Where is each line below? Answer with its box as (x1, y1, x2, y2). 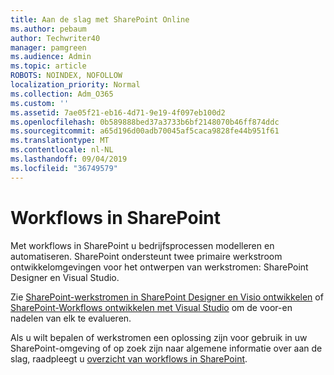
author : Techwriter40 (10, 33, 101, 43)
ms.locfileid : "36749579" (10, 163, 118, 173)
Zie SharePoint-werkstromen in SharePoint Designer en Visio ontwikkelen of (10, 291, 324, 303)
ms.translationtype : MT (10, 136, 110, 146)
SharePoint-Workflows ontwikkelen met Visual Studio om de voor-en (10, 301, 293, 313)
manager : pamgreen (10, 42, 87, 53)
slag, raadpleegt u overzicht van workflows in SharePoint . (10, 352, 248, 365)
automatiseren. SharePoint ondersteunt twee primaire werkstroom (10, 250, 283, 262)
